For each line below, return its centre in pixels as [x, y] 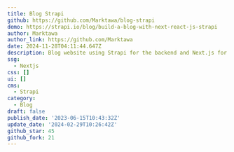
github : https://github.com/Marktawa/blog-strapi [81, 20]
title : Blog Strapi [36, 14]
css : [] [19, 72]
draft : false [26, 111]
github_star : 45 [31, 131]
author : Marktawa [33, 33]
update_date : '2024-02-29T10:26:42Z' [62, 124]
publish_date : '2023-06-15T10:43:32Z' [64, 118]
